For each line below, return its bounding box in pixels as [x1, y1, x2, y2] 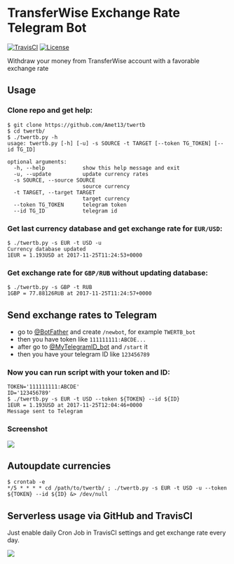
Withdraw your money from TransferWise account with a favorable [7, 56, 200, 65]
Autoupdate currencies [7, 460, 111, 472]
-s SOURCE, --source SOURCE [13, 177, 96, 184]
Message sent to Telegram [7, 408, 83, 415]
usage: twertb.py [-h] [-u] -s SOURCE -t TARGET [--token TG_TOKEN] [7, 140, 212, 147]
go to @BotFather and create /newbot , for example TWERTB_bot [17, 328, 196, 336]
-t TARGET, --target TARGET [13, 189, 96, 196]
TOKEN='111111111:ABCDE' [7, 384, 80, 391]
